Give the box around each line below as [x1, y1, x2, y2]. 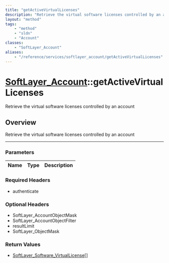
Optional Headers [5, 200, 49, 207]
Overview [5, 118, 37, 127]
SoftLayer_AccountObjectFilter [12, 218, 76, 224]
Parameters [5, 149, 34, 156]
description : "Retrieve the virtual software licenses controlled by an [5, 12, 161, 17]
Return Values [5, 241, 41, 248]
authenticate [12, 188, 39, 194]
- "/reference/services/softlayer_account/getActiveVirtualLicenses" [14, 54, 163, 60]
